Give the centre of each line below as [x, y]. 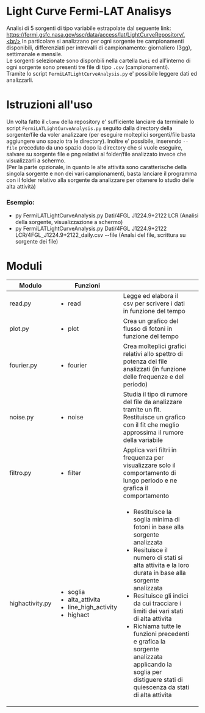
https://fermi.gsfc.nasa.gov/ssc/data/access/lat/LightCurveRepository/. [96, 34]
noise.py [22, 418]
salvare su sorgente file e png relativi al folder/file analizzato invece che [96, 154]
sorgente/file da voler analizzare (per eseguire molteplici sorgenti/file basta [101, 134]
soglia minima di [156, 519]
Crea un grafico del [151, 321]
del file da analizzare [153, 402]
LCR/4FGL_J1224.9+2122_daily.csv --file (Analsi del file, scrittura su [100, 235]
